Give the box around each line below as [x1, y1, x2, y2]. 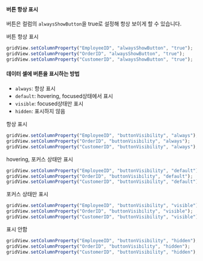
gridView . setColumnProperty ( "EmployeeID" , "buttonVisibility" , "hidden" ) [6, 237, 196, 243]
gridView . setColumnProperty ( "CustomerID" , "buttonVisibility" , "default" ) [6, 179, 199, 185]
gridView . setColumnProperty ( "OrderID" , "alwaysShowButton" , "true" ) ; [6, 51, 185, 57]
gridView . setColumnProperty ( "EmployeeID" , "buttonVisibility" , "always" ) [6, 133, 196, 139]
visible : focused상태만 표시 [14, 100, 83, 107]
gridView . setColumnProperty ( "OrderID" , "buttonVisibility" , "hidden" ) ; [6, 243, 190, 249]
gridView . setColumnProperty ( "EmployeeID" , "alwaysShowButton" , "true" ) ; [6, 45, 193, 51]
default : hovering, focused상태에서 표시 [14, 93, 114, 100]
